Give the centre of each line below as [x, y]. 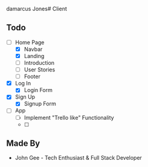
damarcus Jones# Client [37, 9]
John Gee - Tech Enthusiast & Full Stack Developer [78, 158]
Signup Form [40, 104]
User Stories [40, 70]
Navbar [33, 49]
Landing [34, 56]
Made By [23, 143]
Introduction [39, 63]
